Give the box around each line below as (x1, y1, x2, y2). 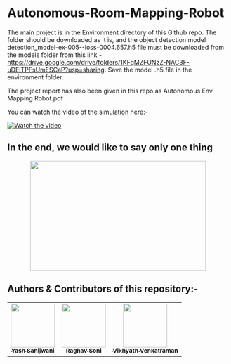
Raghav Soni (65, 346, 102, 355)
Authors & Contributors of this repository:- (7, 283, 199, 295)
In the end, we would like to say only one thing (7, 142, 213, 154)
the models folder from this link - (7, 51, 103, 59)
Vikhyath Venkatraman (112, 346, 178, 355)
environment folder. (7, 72, 65, 82)
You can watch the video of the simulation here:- (7, 108, 149, 116)
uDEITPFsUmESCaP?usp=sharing (7, 65, 105, 74)
